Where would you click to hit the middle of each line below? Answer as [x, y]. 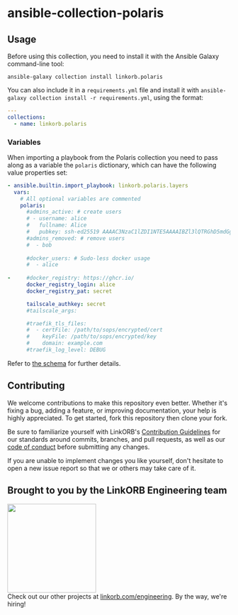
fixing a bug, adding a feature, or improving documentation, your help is [112, 410]
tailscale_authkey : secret [66, 304]
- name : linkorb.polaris [50, 124]
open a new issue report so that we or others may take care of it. [102, 468]
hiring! [17, 604]
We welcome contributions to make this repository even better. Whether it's [118, 403]
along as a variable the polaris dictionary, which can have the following [112, 165]
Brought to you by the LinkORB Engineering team [117, 490]
